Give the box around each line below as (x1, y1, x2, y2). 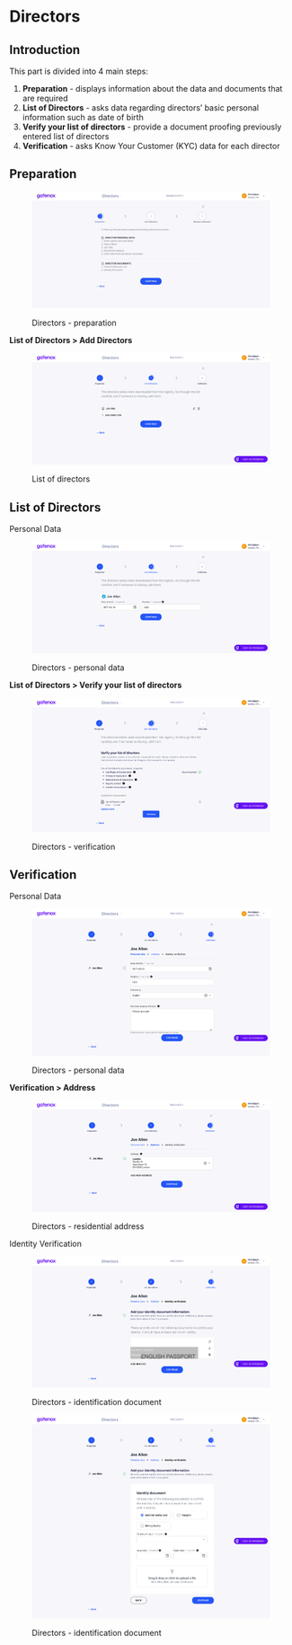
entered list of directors (22, 131, 110, 141)
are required (22, 93, 69, 103)
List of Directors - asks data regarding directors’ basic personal (22, 102, 259, 113)
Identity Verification (9, 1238, 83, 1249)
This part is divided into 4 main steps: (9, 66, 148, 76)
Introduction (9, 42, 81, 57)
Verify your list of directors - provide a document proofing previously (22, 121, 282, 132)
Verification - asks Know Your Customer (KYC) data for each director (22, 141, 280, 151)
